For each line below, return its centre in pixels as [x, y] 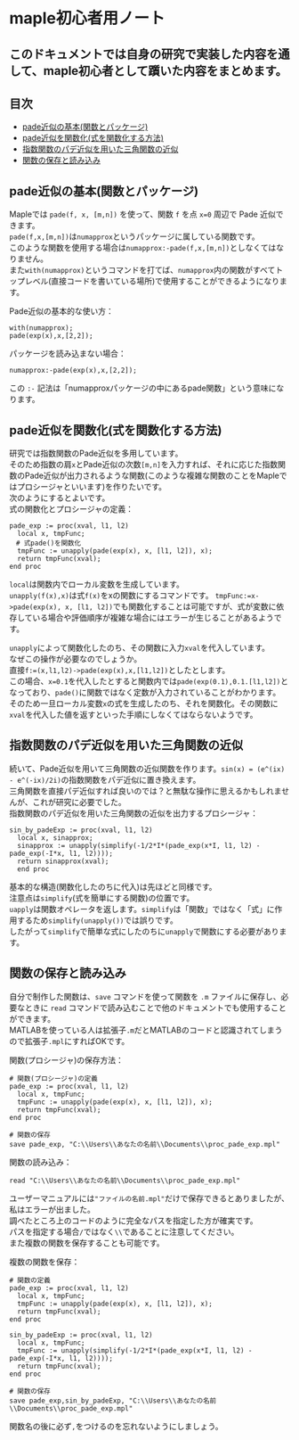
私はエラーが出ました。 [52, 1209]
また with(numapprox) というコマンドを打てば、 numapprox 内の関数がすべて [142, 270]
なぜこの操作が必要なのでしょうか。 [76, 659]
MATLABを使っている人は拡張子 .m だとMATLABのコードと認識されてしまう [146, 1030]
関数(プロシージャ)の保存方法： [67, 1060]
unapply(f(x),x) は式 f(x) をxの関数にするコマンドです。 [111, 596]
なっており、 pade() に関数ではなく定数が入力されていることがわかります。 [145, 693]
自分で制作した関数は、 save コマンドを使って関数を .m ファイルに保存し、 [145, 996]
